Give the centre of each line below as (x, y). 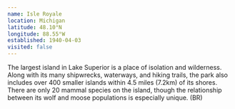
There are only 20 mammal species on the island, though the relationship (115, 90)
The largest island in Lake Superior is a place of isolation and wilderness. (115, 67)
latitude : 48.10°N (35, 27)
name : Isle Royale (35, 14)
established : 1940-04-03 (44, 41)
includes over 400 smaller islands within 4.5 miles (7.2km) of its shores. (112, 82)
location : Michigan (36, 21)
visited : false (30, 47)
